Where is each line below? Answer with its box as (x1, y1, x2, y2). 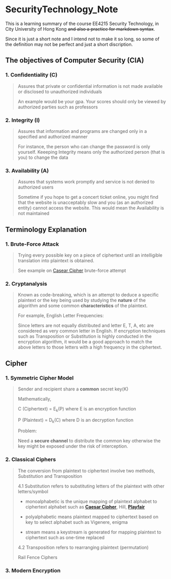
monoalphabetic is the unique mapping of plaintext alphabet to (25, 498, 157, 504)
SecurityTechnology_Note (5, 4, 118, 15)
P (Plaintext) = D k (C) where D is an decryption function (17, 416, 134, 424)
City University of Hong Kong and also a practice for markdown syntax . (5, 26, 155, 32)
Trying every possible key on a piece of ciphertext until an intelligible (17, 252, 163, 258)
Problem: (17, 428, 37, 434)
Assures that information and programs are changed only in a (17, 128, 147, 134)
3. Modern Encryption (5, 567, 61, 574)
